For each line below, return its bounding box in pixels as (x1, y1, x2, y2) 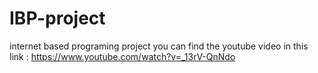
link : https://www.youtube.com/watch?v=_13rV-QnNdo (9, 50, 236, 62)
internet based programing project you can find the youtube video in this (9, 40, 309, 52)
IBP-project (9, 7, 106, 30)
